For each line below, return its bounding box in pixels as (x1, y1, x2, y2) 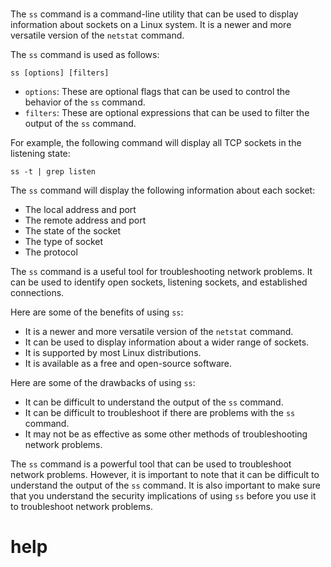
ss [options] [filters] (10, 68, 110, 78)
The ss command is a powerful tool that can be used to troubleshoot (10, 458, 292, 470)
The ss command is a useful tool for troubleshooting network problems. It (10, 266, 313, 278)
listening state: (10, 148, 71, 160)
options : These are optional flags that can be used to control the (24, 86, 291, 98)
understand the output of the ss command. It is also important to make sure (10, 479, 321, 492)
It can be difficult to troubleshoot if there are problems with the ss (24, 407, 296, 419)
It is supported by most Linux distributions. (24, 347, 202, 359)
